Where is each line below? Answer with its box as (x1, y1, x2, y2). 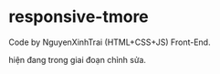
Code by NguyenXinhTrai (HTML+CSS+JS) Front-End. (8, 37, 211, 48)
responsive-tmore (8, 6, 150, 27)
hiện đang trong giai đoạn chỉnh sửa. (8, 54, 147, 65)
